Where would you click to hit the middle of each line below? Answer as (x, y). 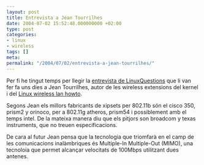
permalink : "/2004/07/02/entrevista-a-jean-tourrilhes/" (81, 63)
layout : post (23, 12)
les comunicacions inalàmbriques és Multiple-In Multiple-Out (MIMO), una (100, 143)
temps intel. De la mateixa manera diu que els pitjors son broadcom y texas (101, 118)
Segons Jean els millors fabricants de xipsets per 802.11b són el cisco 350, (101, 105)
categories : (21, 35)
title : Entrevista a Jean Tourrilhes (55, 18)
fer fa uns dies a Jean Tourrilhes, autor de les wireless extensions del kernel (102, 87)
